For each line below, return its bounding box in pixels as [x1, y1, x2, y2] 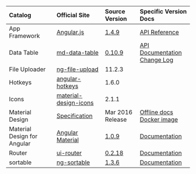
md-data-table [56, 49, 99, 56]
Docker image [139, 116, 178, 123]
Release [104, 116, 127, 123]
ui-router [56, 149, 82, 157]
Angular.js [56, 29, 85, 36]
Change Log [139, 56, 174, 63]
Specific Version [139, 8, 187, 15]
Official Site [56, 11, 90, 19]
